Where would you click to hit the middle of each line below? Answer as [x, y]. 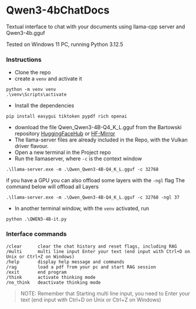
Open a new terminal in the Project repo [63, 152]
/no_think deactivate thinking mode [53, 282]
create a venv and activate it [48, 79]
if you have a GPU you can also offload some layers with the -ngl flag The [95, 180]
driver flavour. [31, 146]
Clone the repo [33, 73]
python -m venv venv [31, 90]
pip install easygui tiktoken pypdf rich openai [67, 116]
